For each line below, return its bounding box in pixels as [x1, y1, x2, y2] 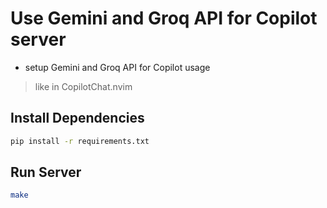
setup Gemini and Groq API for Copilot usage [24, 61, 211, 73]
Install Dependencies [10, 110, 145, 127]
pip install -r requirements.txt [10, 136, 150, 146]
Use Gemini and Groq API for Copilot [10, 7, 318, 30]
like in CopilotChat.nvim [34, 80, 133, 92]
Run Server [10, 164, 82, 181]
